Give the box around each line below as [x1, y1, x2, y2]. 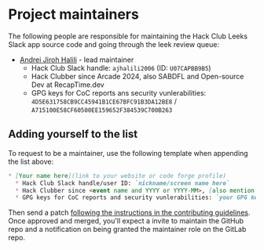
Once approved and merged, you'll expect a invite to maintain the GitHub [8, 216, 244, 226]
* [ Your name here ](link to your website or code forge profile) [8, 172, 226, 179]
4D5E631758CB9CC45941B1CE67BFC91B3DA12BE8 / [31, 96, 177, 106]
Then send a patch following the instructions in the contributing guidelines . [8, 208, 251, 217]
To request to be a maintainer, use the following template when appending [8, 148, 249, 158]
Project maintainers [8, 5, 139, 24]
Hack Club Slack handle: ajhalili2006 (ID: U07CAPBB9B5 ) [31, 63, 211, 72]
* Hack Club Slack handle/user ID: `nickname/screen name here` [15, 179, 230, 187]
